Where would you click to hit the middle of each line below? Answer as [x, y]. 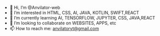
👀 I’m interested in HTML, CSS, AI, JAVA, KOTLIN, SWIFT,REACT [74, 13]
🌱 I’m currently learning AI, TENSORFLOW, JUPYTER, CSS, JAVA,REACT [82, 18]
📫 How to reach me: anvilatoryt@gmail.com [54, 28]
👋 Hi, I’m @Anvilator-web [35, 8]
